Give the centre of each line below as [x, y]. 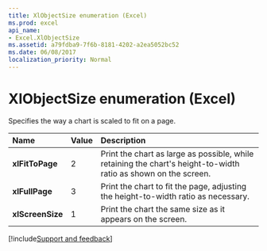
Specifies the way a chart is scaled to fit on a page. [92, 120]
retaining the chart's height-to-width [170, 163]
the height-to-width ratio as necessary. [175, 196]
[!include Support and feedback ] [60, 238]
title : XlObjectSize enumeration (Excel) [78, 15]
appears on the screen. [144, 219]
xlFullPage [33, 191]
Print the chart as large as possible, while [177, 154]
